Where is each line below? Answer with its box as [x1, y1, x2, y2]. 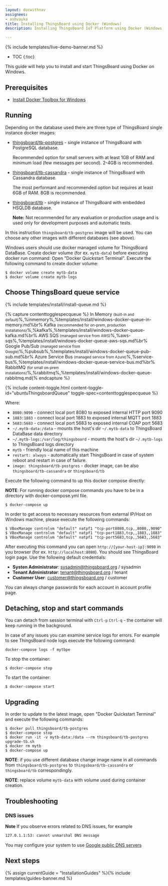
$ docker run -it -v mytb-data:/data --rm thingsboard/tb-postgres [5, 735, 149, 740]
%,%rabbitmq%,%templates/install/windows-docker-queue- [26, 369, 152, 375]
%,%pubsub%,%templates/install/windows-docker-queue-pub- [18, 348, 151, 354]
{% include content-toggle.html [5, 384, 70, 390]
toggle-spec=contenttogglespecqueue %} [70, 390, 158, 396]
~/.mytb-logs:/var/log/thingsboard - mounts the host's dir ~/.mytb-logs [12, 436, 163, 442]
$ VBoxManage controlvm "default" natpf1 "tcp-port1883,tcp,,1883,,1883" [5, 530, 162, 536]
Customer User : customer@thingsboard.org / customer [12, 574, 127, 581]
